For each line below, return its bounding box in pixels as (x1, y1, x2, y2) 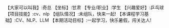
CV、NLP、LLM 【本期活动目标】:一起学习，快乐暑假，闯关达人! (15, 17, 152, 23)
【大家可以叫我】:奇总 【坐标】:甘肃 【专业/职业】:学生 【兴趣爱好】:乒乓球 (5, 5, 164, 10)
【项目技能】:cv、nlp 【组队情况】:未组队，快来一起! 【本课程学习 (5, 11, 144, 17)
